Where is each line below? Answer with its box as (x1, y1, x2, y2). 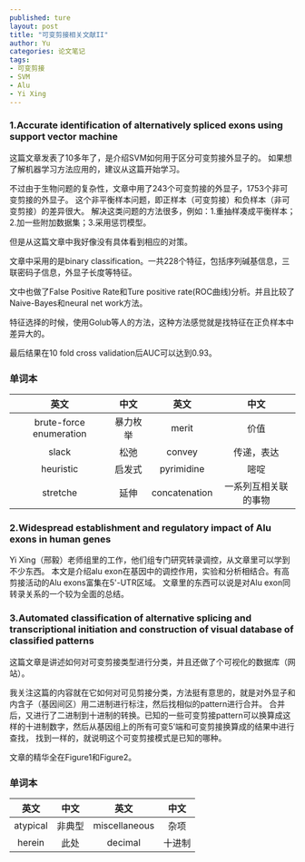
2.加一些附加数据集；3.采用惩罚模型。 (9, 217, 152, 228)
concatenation (151, 486, 213, 499)
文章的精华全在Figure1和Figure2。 (9, 751, 137, 762)
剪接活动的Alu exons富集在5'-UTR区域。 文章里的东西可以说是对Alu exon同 (9, 577, 290, 588)
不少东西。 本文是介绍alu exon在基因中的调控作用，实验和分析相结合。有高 (9, 566, 290, 577)
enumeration (32, 427, 87, 440)
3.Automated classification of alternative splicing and (9, 612, 252, 624)
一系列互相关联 (223, 480, 289, 493)
